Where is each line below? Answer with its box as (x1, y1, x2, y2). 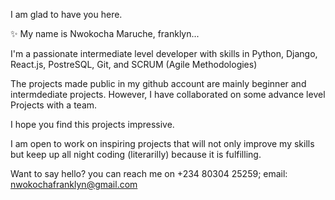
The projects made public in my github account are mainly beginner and (10, 78, 307, 89)
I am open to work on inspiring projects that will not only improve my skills (10, 138, 315, 149)
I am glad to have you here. (10, 9, 123, 20)
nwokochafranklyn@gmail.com (10, 179, 138, 190)
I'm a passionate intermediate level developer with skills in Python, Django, (10, 48, 318, 59)
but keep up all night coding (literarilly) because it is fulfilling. (10, 149, 262, 160)
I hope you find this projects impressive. (10, 119, 175, 130)
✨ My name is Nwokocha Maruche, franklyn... (10, 28, 200, 39)
